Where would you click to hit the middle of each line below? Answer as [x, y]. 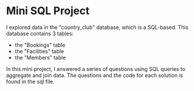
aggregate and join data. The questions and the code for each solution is [95, 75]
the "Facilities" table [39, 51]
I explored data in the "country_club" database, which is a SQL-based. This [97, 27]
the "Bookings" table [40, 45]
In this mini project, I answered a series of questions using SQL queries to [96, 69]
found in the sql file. [30, 82]
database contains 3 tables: [40, 33]
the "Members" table [40, 57]
